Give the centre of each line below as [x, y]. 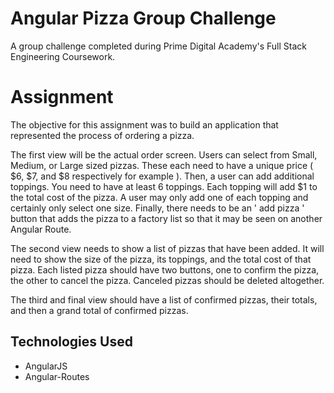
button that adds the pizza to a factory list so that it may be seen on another [166, 218]
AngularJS [46, 366]
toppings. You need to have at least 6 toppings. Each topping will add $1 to [164, 186]
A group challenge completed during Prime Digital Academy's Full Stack [158, 46]
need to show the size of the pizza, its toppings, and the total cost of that [161, 259]
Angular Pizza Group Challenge [143, 18]
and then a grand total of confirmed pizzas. [99, 310]
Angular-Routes [57, 376]
